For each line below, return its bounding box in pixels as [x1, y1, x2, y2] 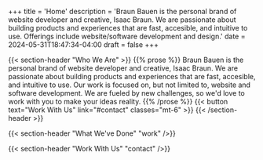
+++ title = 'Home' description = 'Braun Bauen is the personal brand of [8, 7, 237, 16]
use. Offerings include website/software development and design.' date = [8, 31, 246, 41]
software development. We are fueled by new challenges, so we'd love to [8, 89, 245, 97]
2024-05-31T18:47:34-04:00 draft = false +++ [8, 40, 159, 49]
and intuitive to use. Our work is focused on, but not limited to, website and [8, 80, 251, 89]
